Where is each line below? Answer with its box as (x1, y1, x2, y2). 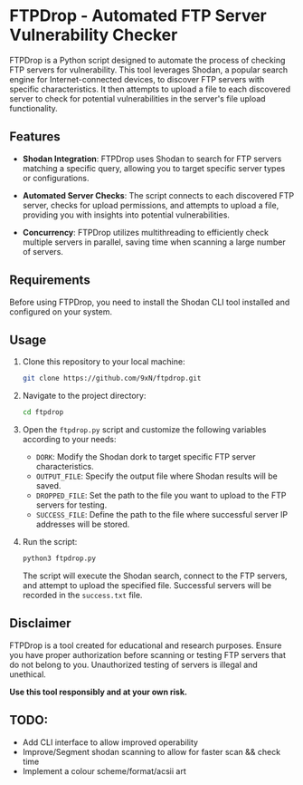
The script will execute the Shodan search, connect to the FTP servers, (22, 570, 288, 581)
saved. (35, 480, 62, 491)
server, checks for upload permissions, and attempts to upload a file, (22, 199, 279, 210)
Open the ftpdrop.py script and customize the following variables (22, 424, 267, 435)
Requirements (9, 273, 90, 288)
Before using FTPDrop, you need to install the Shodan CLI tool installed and (9, 296, 290, 307)
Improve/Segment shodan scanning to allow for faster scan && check (22, 746, 281, 757)
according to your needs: (22, 434, 117, 445)
